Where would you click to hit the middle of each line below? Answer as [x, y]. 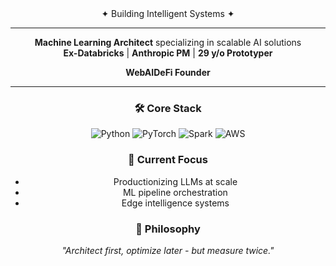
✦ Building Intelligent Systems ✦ [168, 13]
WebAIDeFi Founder [168, 72]
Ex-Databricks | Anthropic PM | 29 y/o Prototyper [168, 53]
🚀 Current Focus [168, 160]
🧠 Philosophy [168, 229]
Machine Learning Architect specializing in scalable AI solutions [168, 42]
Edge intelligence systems [175, 203]
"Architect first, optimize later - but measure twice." [168, 250]
